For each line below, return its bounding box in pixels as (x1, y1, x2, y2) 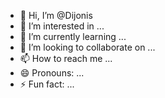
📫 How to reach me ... (19, 53, 113, 64)
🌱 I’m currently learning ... (19, 31, 127, 42)
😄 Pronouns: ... (19, 67, 85, 79)
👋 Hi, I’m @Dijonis (19, 10, 93, 21)
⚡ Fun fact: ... (19, 78, 75, 90)
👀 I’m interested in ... (19, 20, 105, 32)
